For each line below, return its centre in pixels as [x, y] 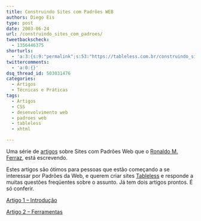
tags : [13, 95]
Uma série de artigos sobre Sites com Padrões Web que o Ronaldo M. [92, 151]
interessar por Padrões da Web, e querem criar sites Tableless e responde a [100, 176]
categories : [21, 79]
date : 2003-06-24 [28, 29]
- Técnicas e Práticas [40, 90]
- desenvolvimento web [40, 112]
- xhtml [21, 129]
